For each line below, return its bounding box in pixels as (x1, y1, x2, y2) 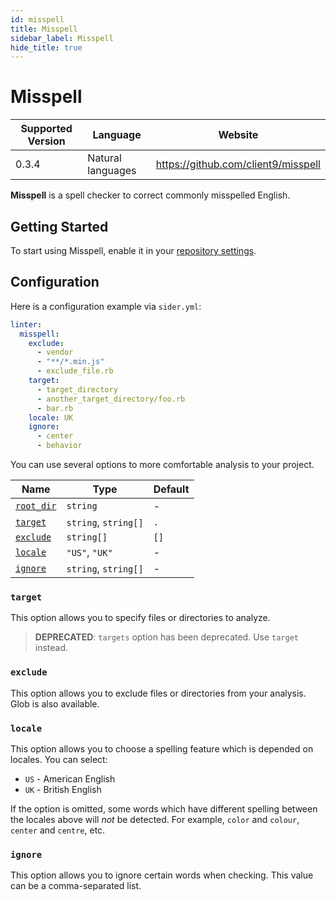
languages (87, 164, 137, 178)
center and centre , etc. (10, 824, 106, 836)
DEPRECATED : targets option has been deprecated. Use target (34, 631, 299, 643)
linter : (10, 319, 43, 330)
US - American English (24, 772, 116, 785)
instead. (34, 642, 69, 654)
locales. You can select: (10, 753, 108, 765)
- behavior (36, 441, 83, 451)
